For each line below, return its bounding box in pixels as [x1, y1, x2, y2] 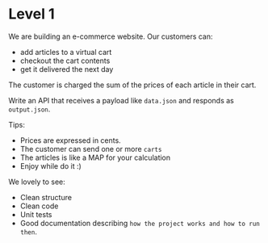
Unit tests [19, 209, 52, 219]
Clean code [19, 201, 59, 211]
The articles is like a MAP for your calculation [19, 153, 171, 162]
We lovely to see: [8, 177, 66, 186]
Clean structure [19, 192, 73, 202]
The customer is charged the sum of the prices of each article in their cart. [8, 80, 257, 90]
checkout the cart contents [19, 56, 111, 65]
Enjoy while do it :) [19, 161, 82, 170]
